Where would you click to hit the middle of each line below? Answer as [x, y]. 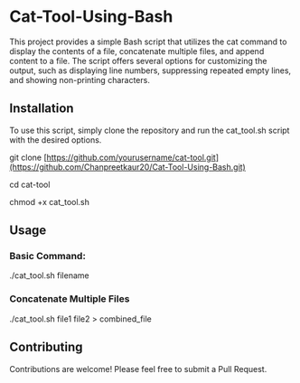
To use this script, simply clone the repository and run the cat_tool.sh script [150, 130]
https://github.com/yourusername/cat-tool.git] [133, 157]
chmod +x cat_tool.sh [50, 201]
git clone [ [28, 157]
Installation [42, 109]
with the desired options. [56, 140]
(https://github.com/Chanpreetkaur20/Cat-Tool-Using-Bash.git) [127, 167]
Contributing [46, 347]
